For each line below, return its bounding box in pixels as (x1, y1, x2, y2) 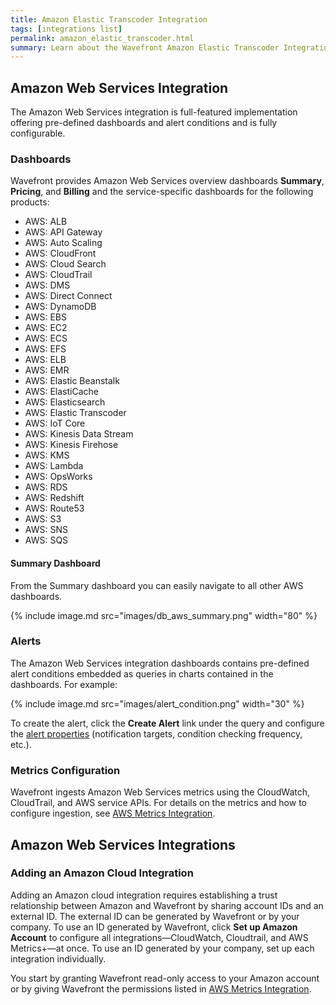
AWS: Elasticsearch (24, 396, 106, 408)
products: (10, 196, 50, 208)
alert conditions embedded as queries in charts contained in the (10, 667, 274, 680)
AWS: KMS (24, 449, 70, 461)
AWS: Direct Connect (24, 290, 113, 302)
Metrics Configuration (10, 763, 121, 777)
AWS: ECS (24, 332, 68, 345)
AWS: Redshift (24, 492, 85, 504)
